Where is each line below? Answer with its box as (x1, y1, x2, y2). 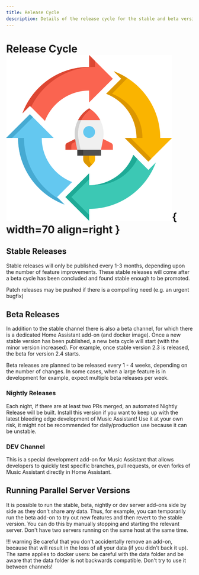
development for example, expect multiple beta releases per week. (6, 374, 169, 382)
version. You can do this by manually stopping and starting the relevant (6, 520, 179, 527)
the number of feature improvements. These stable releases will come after (6, 268, 190, 275)
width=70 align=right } (6, 222, 120, 236)
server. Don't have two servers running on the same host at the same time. (6, 526, 188, 534)
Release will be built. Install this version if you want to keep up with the (6, 409, 179, 416)
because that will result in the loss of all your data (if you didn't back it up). (6, 544, 188, 551)
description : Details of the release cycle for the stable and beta (6, 15, 179, 22)
